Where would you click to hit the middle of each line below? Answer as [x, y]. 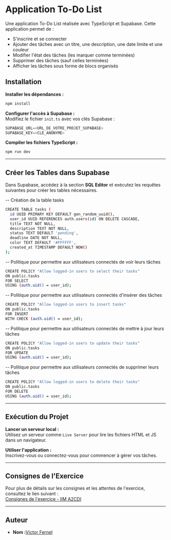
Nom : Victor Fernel [33, 532]
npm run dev [18, 152]
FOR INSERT [17, 314]
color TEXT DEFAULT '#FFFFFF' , [43, 243]
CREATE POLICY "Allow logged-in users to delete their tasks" [73, 382]
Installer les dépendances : [35, 94]
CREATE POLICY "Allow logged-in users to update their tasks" [73, 343]
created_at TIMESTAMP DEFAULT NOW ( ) [49, 248]
